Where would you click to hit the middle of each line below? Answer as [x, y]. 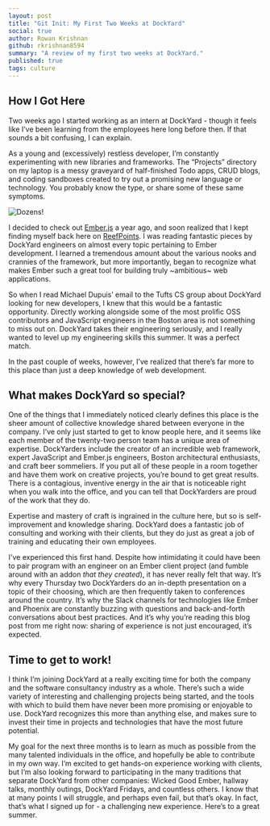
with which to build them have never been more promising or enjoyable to [131, 705]
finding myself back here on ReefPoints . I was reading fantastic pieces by [130, 236]
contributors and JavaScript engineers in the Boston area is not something [132, 320]
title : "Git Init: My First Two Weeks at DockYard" [97, 23]
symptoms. [27, 196]
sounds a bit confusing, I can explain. [71, 137]
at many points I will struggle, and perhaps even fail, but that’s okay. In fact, [133, 798]
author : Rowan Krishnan [48, 38]
